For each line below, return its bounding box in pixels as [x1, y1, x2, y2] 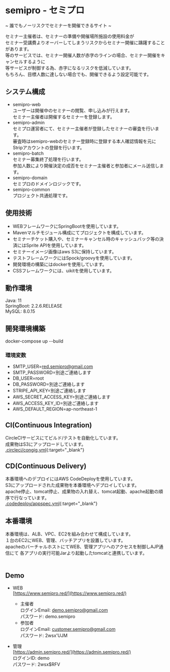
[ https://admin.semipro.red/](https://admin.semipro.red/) [12, 649, 131, 655]
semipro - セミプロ [5, 5, 85, 16]
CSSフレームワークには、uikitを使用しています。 [12, 267, 115, 274]
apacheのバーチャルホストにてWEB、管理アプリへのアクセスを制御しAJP [5, 544, 159, 550]
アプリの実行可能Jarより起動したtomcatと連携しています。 [24, 550, 147, 556]
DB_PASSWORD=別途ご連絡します [12, 381, 85, 387]
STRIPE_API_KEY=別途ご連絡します [12, 388, 86, 394]
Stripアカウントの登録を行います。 [12, 144, 85, 150]
